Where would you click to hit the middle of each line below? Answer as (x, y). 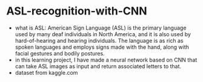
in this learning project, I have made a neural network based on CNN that (106, 60)
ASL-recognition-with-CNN (77, 11)
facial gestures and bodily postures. (60, 53)
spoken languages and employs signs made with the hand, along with (102, 47)
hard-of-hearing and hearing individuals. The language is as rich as (99, 40)
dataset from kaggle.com (46, 72)
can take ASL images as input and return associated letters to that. (98, 66)
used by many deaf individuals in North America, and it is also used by (103, 34)
